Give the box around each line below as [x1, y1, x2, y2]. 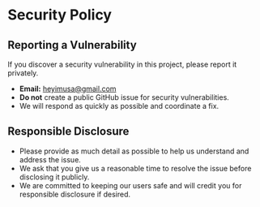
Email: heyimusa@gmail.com [19, 84, 117, 93]
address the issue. [19, 154, 82, 164]
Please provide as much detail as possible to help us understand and [19, 146, 249, 156]
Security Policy [7, 6, 113, 24]
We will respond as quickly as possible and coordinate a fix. [19, 101, 220, 110]
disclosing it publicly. [19, 172, 90, 182]
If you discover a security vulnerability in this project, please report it [7, 59, 237, 69]
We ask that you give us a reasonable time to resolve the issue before [19, 163, 252, 173]
